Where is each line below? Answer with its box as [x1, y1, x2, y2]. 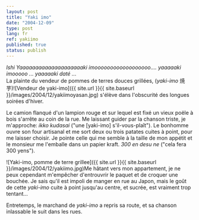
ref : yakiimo [6, 36, 39, 42]
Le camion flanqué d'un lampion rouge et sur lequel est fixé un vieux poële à [6, 109, 194, 116]
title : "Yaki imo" [6, 14, 52, 20]
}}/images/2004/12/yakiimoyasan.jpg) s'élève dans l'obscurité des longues [6, 91, 190, 98]
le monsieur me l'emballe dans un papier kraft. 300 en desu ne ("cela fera [6, 140, 187, 147]
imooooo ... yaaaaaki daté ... [6, 70, 77, 77]
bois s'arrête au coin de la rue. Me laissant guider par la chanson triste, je [6, 115, 186, 122]
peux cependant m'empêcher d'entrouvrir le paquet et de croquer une [6, 171, 178, 178]
